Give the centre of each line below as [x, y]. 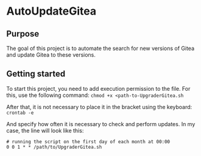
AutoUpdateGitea [51, 11]
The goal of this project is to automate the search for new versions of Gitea [100, 48]
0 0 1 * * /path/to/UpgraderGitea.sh [54, 147]
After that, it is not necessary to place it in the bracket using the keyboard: [99, 107]
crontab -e [20, 113]
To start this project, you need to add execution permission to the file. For [98, 88]
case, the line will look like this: [45, 130]
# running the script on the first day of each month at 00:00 [88, 141]
